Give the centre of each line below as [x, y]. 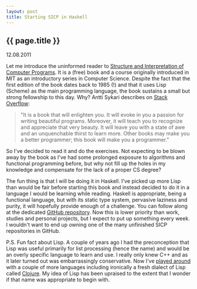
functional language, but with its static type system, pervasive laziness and [97, 200]
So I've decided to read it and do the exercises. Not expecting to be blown [96, 151]
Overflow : [18, 104]
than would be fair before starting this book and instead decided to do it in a [98, 188]
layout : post [22, 11]
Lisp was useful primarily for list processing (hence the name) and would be [98, 249]
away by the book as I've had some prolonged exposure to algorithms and [96, 157]
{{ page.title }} [33, 41]
